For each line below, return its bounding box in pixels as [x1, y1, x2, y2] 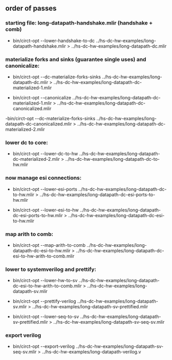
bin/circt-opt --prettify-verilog [12, 298, 76, 304]
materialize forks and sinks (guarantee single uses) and [5, 56, 146, 63]
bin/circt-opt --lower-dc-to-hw [12, 151, 78, 157]
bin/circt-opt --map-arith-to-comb [12, 242, 86, 248]
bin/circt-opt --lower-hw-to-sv [12, 278, 78, 284]
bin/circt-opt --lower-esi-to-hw [12, 207, 79, 213]
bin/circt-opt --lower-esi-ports [12, 186, 78, 192]
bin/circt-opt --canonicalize [12, 94, 72, 100]
